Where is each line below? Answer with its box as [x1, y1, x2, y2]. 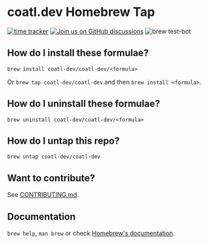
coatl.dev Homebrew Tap [7, 4, 155, 20]
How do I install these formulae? [7, 47, 149, 59]
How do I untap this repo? [7, 134, 120, 146]
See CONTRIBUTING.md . [7, 191, 79, 199]
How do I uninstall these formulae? [7, 98, 161, 110]
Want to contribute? [7, 172, 96, 184]
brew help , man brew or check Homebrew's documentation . [7, 229, 175, 237]
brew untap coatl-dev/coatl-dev [7, 153, 101, 160]
